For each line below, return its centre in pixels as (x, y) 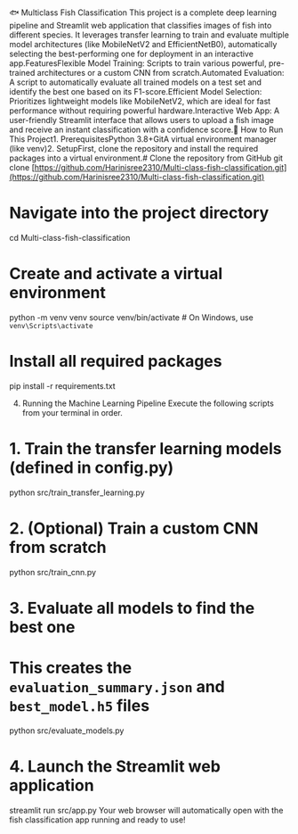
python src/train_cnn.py (52, 572)
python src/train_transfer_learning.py (77, 492)
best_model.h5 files (79, 706)
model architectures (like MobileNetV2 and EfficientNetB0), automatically (143, 44)
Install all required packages (116, 362)
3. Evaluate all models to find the (132, 608)
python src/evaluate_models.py (67, 731)
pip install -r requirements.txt (62, 385)
